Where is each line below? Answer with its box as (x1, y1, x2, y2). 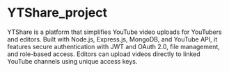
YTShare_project (7, 5, 108, 21)
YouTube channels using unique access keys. (7, 57, 138, 65)
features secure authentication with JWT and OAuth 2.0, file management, (7, 42, 221, 51)
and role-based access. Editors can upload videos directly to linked (7, 50, 200, 58)
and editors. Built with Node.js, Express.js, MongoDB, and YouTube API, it (7, 35, 218, 43)
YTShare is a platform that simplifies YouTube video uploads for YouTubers (7, 28, 222, 36)
